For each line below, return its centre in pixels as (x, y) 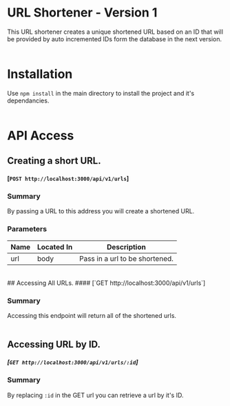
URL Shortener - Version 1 (82, 13)
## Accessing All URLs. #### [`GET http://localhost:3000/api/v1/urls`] (106, 283)
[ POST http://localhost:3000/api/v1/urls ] (68, 179)
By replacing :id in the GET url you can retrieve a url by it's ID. (95, 395)
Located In (55, 247)
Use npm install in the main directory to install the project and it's (101, 93)
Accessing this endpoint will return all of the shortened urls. (92, 315)
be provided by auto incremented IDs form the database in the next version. (115, 39)
